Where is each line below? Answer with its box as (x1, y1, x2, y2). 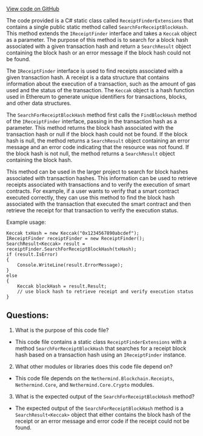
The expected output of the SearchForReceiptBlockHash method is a (15, 404, 184, 412)
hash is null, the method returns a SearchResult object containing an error (6, 137, 190, 144)
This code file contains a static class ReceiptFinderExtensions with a (15, 338, 187, 345)
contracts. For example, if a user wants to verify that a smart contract (6, 187, 179, 195)
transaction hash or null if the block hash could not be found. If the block (6, 130, 188, 138)
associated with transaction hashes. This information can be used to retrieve (6, 175, 198, 181)
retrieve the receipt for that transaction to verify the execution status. (6, 207, 179, 214)
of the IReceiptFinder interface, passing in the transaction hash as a (6, 118, 178, 125)
